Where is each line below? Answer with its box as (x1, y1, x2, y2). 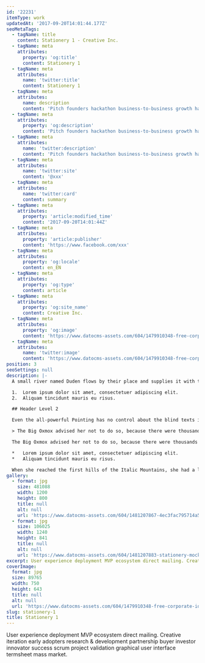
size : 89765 (12, 575, 43, 581)
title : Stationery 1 (6, 615, 59, 621)
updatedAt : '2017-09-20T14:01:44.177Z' (6, 20, 108, 26)
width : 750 (12, 581, 40, 587)
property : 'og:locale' (22, 259, 81, 265)
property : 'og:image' (22, 327, 78, 333)
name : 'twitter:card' (22, 191, 78, 197)
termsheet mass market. (6, 651, 68, 658)
